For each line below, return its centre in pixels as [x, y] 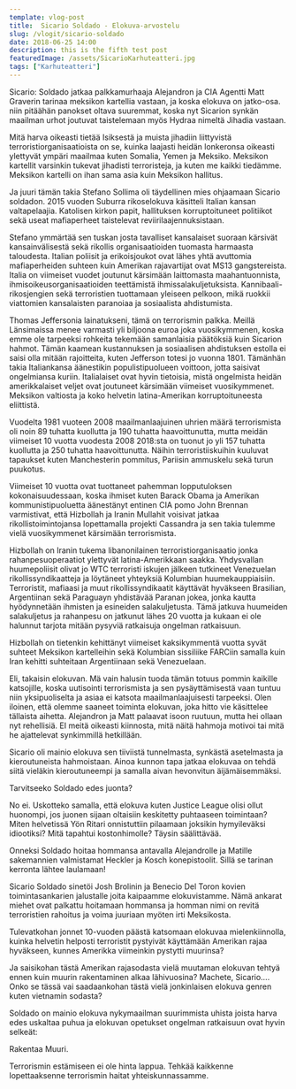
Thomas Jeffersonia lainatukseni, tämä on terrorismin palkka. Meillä [132, 320]
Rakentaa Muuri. [39, 1048]
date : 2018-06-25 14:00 [53, 42]
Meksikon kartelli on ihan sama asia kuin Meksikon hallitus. [116, 174]
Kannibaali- [262, 284]
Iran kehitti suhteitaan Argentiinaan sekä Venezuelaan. [108, 661]
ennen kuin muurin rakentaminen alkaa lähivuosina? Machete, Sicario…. [140, 977]
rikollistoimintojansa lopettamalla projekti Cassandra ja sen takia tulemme [142, 524]
